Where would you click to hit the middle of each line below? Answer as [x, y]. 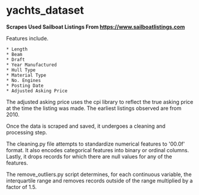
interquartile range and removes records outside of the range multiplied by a [99, 180]
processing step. [27, 132]
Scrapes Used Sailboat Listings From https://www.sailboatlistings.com [96, 27]
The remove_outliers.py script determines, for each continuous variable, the [99, 174]
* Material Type [26, 75]
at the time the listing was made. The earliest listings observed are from [94, 108]
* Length [17, 49]
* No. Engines [24, 80]
